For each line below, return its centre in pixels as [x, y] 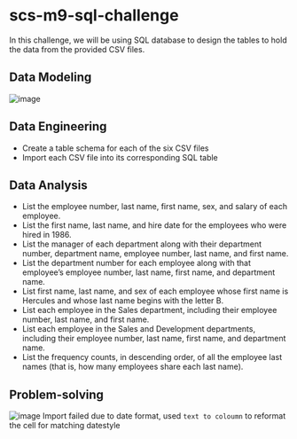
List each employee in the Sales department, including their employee [149, 310]
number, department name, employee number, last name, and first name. [155, 254]
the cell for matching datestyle [65, 426]
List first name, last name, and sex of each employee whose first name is [155, 291]
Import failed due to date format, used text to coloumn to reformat [164, 416]
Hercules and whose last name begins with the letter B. [123, 301]
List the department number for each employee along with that [136, 263]
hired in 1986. [47, 235]
